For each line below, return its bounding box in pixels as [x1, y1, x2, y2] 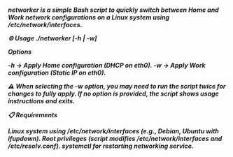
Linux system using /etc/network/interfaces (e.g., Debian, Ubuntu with [8, 126, 220, 135]
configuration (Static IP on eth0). [8, 68, 106, 77]
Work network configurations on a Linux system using [8, 13, 170, 21]
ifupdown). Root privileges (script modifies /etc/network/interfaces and [8, 134, 223, 142]
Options [8, 47, 32, 56]
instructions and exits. [8, 96, 76, 105]
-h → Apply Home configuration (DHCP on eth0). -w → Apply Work [8, 61, 206, 69]
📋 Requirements [8, 110, 58, 119]
